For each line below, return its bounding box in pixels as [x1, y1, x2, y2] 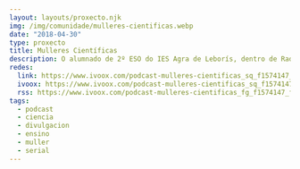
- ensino [17, 130, 50, 139]
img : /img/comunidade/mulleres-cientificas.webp [9, 21, 194, 30]
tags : [9, 96, 29, 106]
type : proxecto [9, 38, 66, 47]
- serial [17, 146, 50, 155]
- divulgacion [17, 122, 70, 131]
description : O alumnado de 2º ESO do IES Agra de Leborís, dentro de [9, 55, 278, 63]
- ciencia [17, 113, 54, 122]
